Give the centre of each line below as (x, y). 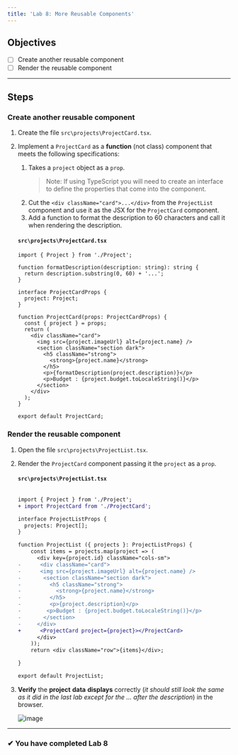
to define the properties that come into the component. (126, 189)
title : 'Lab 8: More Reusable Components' (71, 14)
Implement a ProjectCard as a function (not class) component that (115, 147)
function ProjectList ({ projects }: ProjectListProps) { (105, 545)
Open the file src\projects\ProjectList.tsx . (83, 449)
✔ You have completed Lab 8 (58, 743)
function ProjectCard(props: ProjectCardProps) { (92, 317)
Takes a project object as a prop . (76, 168)
